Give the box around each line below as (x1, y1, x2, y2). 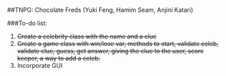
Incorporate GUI (16, 62, 63, 69)
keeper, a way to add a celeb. (16, 54, 101, 62)
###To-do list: (7, 19, 48, 27)
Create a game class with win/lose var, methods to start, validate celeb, (16, 40, 219, 47)
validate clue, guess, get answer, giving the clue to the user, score (16, 47, 204, 55)
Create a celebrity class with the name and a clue (16, 32, 157, 40)
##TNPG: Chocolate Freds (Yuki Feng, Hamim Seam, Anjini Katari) (7, 6, 194, 14)
